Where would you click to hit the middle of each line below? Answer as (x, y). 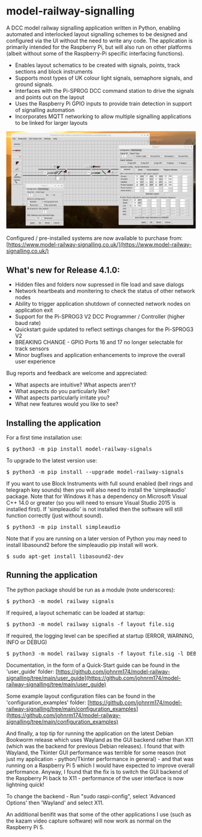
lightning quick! (25, 785)
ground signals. (34, 84)
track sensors (32, 349)
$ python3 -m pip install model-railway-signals (79, 449)
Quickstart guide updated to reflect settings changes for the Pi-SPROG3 (104, 329)
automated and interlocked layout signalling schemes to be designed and (97, 34)
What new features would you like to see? (67, 404)
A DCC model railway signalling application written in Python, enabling (93, 28)
